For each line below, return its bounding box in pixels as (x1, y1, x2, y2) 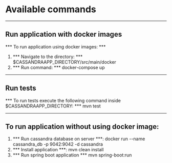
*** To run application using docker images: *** (5, 43, 106, 49)
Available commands (5, 4, 96, 15)
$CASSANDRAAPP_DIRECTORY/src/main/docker (12, 59, 117, 65)
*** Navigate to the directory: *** (12, 53, 83, 60)
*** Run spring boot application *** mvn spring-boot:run (12, 152, 132, 158)
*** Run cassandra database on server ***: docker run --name (12, 136, 145, 142)
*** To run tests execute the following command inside (5, 97, 121, 103)
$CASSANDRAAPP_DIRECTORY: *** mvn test (5, 103, 101, 109)
